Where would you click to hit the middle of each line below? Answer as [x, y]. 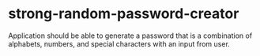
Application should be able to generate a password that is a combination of [130, 35]
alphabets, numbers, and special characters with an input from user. [119, 43]
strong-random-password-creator [124, 14]
